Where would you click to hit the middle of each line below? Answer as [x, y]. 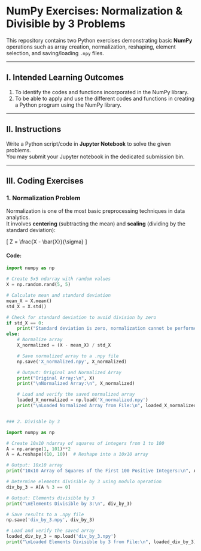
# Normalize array [40, 340]
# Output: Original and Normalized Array [69, 372]
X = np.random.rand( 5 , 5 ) [38, 285]
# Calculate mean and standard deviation [59, 296]
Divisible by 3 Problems [66, 24]
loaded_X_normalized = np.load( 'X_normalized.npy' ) [83, 400]
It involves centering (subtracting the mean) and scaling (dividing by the [96, 224]
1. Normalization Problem [43, 198]
